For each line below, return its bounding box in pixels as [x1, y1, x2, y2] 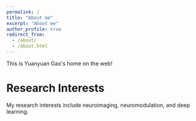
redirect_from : [6, 32, 45, 38]
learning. [6, 108, 29, 115]
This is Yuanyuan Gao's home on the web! [6, 59, 113, 67]
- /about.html [12, 43, 48, 50]
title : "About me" [6, 15, 53, 21]
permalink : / [6, 9, 40, 15]
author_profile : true [6, 26, 62, 32]
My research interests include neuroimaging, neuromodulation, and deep [6, 101, 190, 109]
